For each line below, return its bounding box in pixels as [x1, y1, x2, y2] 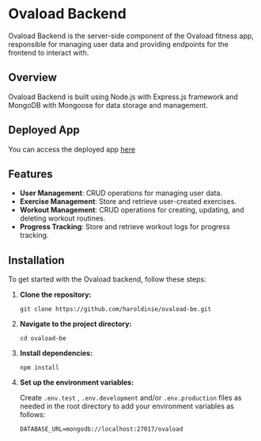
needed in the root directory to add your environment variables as [19, 401, 235, 411]
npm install [19, 364, 59, 372]
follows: [19, 410, 46, 420]
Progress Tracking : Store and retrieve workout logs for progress [19, 222, 231, 232]
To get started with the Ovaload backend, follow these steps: [8, 274, 207, 284]
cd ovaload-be [19, 335, 66, 343]
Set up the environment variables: [19, 378, 134, 387]
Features [8, 167, 53, 181]
